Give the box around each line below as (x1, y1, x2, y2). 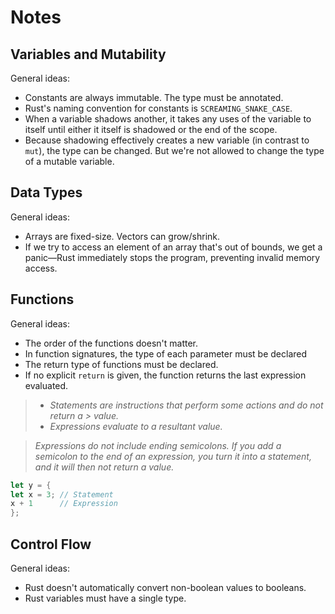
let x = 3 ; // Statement (10, 489, 114, 500)
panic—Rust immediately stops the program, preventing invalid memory (24, 251, 321, 263)
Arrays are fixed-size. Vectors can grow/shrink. (24, 230, 221, 242)
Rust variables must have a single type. (24, 592, 187, 604)
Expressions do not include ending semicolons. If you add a (34, 439, 282, 451)
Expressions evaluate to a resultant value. (49, 420, 223, 432)
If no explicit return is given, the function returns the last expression (24, 369, 307, 381)
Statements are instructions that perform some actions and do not (49, 399, 324, 411)
